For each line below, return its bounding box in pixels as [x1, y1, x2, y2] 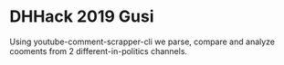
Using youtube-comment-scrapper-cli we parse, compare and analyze [9, 36, 276, 47]
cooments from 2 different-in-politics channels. [9, 45, 188, 56]
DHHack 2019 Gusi [9, 6, 154, 27]
